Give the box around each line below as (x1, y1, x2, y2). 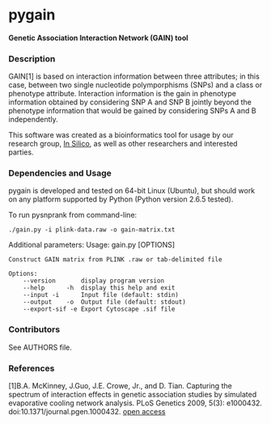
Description (8, 53, 56, 64)
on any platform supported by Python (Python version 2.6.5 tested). (8, 194, 234, 204)
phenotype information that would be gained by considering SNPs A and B (8, 106, 256, 116)
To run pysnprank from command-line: (8, 210, 138, 220)
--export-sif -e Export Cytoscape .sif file (23, 305, 176, 313)
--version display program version (23, 277, 164, 285)
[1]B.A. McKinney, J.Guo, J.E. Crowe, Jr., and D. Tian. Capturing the (8, 380, 232, 390)
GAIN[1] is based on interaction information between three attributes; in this (8, 71, 260, 82)
